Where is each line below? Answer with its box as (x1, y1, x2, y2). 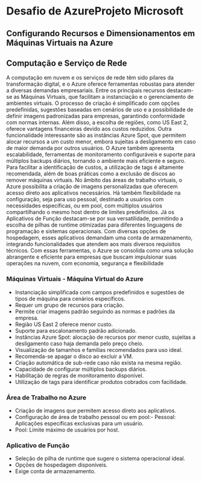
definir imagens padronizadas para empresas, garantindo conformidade (6, 113, 185, 120)
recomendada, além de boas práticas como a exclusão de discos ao (6, 170, 175, 177)
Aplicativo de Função (6, 441, 70, 450)
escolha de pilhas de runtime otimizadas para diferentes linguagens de (6, 221, 182, 228)
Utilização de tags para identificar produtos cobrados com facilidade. (14, 378, 188, 385)
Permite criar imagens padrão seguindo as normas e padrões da (14, 307, 175, 315)
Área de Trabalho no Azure (6, 393, 86, 401)
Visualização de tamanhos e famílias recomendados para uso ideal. (14, 346, 183, 353)
